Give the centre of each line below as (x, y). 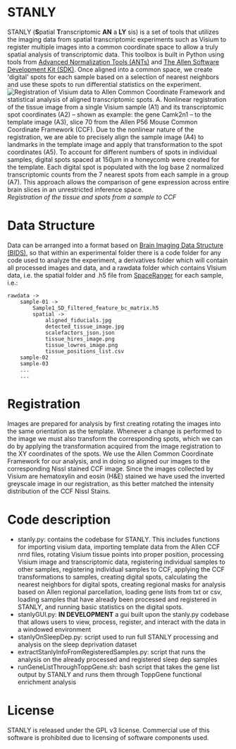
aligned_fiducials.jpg (78, 320)
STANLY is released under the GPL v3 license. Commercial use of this (108, 730)
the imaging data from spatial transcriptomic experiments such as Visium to (117, 39)
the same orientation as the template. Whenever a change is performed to (114, 431)
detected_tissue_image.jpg (85, 326)
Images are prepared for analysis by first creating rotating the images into (114, 423)
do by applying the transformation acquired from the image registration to (114, 446)
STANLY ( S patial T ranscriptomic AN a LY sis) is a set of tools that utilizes (113, 32)
